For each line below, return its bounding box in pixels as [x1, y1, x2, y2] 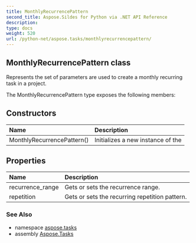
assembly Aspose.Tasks [14, 230, 74, 237]
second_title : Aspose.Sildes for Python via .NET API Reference [6, 14, 168, 20]
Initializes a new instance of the [94, 136, 182, 144]
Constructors [6, 109, 57, 119]
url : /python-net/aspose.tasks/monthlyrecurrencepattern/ [6, 36, 152, 42]
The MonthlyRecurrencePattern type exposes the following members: [6, 91, 176, 98]
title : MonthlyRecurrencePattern [6, 8, 89, 15]
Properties [6, 156, 46, 166]
